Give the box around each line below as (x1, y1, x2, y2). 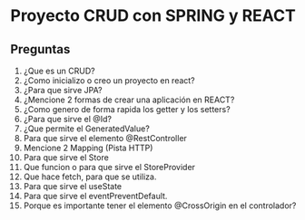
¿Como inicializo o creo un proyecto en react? (23, 75, 196, 86)
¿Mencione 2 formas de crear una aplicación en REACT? (23, 94, 235, 105)
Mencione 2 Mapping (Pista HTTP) (23, 142, 153, 153)
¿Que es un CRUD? (23, 65, 95, 76)
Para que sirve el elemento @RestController (23, 133, 187, 143)
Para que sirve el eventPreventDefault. (23, 191, 168, 201)
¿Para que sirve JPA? (23, 85, 103, 95)
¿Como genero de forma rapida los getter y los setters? (23, 104, 231, 114)
